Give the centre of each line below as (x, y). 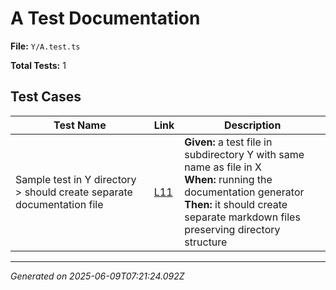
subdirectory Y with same (244, 154)
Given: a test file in (228, 142)
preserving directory (232, 229)
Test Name (80, 125)
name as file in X (223, 167)
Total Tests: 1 (38, 65)
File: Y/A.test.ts (45, 46)
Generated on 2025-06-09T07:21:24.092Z (97, 276)
